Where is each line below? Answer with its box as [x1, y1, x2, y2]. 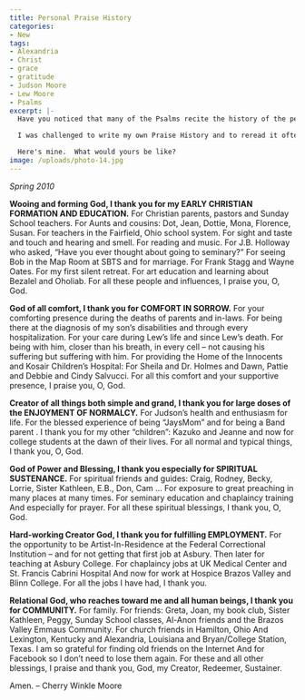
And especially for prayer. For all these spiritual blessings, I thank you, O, [9, 501, 281, 513]
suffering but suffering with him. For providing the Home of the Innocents [9, 350, 283, 361]
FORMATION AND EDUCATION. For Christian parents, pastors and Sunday [9, 208, 289, 219]
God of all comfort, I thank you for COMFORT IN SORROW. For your [9, 302, 265, 313]
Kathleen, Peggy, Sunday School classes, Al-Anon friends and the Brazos [9, 614, 284, 625]
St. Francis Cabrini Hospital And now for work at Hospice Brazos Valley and [9, 567, 292, 578]
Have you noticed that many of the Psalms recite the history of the [17, 114, 286, 123]
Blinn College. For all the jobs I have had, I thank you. [9, 577, 207, 588]
